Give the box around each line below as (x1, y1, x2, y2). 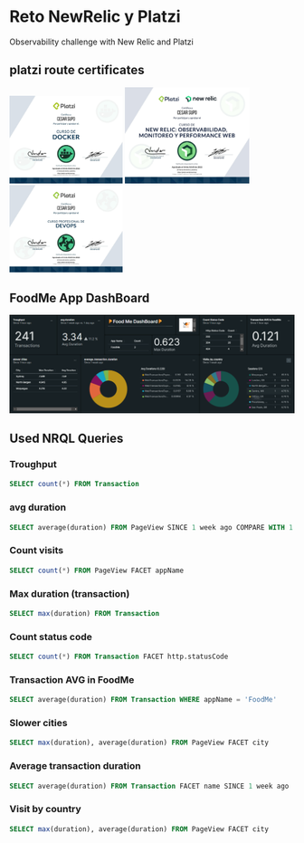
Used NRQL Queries (9, 431, 124, 446)
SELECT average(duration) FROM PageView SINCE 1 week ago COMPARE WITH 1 (9, 522, 294, 532)
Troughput (9, 458, 57, 471)
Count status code (9, 630, 93, 643)
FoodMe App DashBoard (9, 290, 150, 305)
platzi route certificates (9, 62, 145, 78)
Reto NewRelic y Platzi (9, 6, 181, 27)
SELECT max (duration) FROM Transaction (9, 608, 160, 618)
